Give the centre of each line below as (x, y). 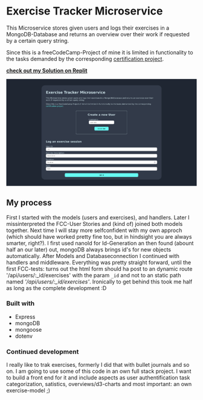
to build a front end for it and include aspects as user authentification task (98, 378)
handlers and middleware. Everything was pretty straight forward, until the (99, 262)
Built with (21, 303)
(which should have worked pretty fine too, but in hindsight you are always (99, 236)
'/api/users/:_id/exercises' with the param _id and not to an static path (94, 275)
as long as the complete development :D (56, 288)
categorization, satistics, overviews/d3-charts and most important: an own (99, 384)
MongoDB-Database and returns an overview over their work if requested (98, 34)
